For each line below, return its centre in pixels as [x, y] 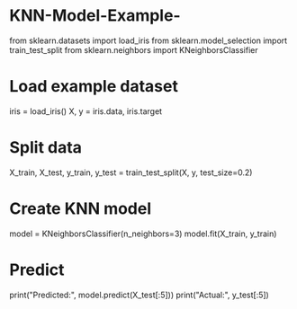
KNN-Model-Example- [95, 16]
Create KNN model [81, 208]
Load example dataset [94, 87]
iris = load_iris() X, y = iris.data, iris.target [86, 111]
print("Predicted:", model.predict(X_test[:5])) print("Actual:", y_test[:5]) [139, 295]
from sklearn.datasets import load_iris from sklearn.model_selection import [148, 40]
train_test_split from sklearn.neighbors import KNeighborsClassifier [134, 49]
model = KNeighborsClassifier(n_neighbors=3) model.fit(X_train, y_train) [143, 234]
